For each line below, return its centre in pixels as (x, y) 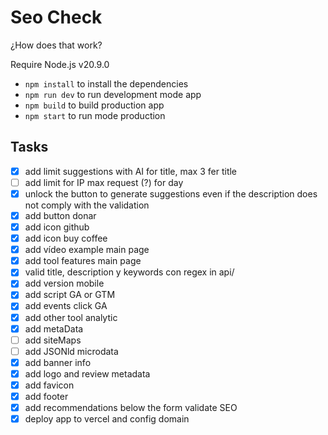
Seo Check (56, 17)
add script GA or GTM (70, 295)
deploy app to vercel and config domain (107, 419)
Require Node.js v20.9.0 (60, 64)
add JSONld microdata (71, 351)
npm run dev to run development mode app (113, 94)
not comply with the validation (87, 205)
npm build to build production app (94, 105)
